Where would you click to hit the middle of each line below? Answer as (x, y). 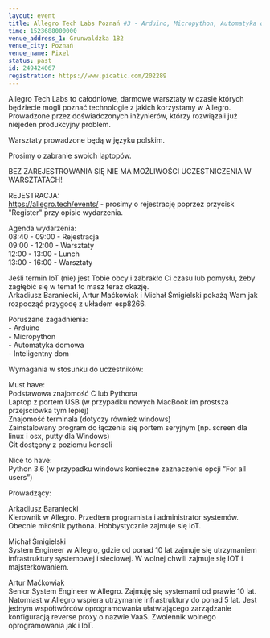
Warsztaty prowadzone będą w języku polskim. (86, 140)
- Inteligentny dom (39, 353)
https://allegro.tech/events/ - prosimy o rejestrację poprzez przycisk (121, 204)
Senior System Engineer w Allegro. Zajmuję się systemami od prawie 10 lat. (133, 591)
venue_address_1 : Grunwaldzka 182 (66, 38)
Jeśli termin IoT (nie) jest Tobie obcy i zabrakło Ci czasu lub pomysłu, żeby (132, 278)
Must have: (27, 384)
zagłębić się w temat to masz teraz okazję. (79, 286)
